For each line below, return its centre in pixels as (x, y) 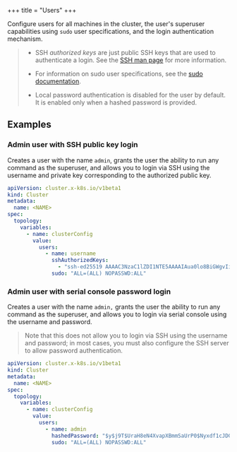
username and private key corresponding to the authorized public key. (109, 175)
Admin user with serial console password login (89, 291)
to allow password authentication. (74, 351)
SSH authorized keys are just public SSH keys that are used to (126, 53)
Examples (29, 125)
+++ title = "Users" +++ (42, 10)
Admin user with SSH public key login (73, 145)
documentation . (58, 81)
